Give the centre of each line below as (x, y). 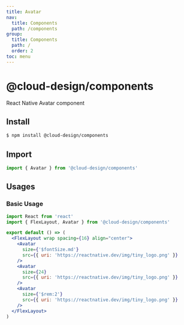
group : (14, 34)
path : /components (35, 29)
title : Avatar (24, 12)
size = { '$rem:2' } (42, 294)
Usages (21, 187)
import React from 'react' (40, 216)
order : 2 (22, 51)
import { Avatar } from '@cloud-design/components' (72, 168)
